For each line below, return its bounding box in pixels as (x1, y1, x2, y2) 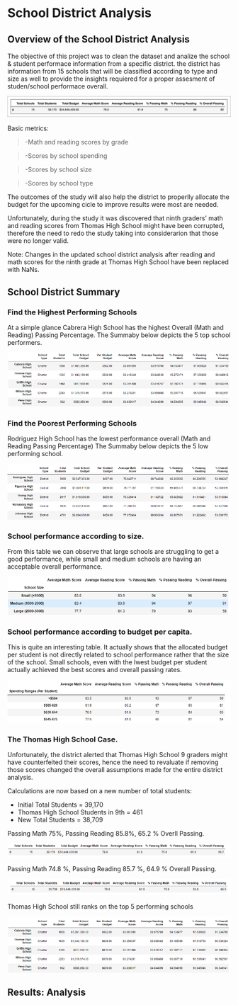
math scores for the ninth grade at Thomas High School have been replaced (7, 258, 229, 266)
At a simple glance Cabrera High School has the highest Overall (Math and (7, 323, 225, 331)
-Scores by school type (24, 179, 93, 188)
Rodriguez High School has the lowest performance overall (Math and (7, 434, 211, 443)
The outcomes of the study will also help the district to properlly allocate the (7, 193, 230, 201)
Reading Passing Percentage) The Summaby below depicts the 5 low (7, 442, 209, 450)
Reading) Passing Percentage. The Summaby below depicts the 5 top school (7, 331, 232, 339)
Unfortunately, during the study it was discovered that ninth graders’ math (7, 214, 223, 222)
